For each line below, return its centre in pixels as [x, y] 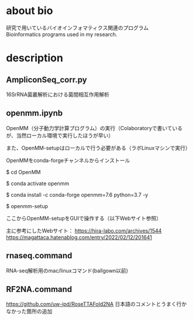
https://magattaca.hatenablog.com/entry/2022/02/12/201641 [79, 237]
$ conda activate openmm [37, 183]
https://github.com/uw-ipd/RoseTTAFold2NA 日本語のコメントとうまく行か [96, 304]
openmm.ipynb [35, 113]
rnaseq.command [39, 256]
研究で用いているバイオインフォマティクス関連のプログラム [77, 28]
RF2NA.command [39, 289]
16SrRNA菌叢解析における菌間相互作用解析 [58, 94]
